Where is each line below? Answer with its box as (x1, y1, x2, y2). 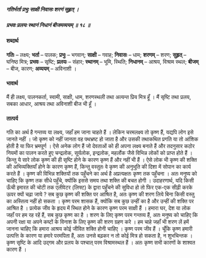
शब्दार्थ (6, 37, 19, 45)
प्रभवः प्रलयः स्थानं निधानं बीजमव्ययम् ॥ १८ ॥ (6, 21, 90, 28)
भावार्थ (6, 79, 18, 86)
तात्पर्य (6, 115, 18, 122)
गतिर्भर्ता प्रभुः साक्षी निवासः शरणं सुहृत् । (6, 6, 79, 13)
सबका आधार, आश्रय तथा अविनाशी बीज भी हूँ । (6, 101, 97, 108)
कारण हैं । (6, 246, 27, 253)
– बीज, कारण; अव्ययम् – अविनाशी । (6, 65, 77, 72)
